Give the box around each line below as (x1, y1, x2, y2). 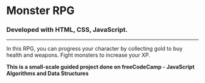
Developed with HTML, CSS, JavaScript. (6, 26, 128, 34)
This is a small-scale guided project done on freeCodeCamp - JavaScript (6, 63, 195, 71)
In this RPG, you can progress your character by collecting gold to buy (6, 45, 183, 52)
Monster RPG (6, 4, 75, 18)
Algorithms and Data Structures (6, 70, 89, 77)
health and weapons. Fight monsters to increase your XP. (6, 51, 151, 59)
